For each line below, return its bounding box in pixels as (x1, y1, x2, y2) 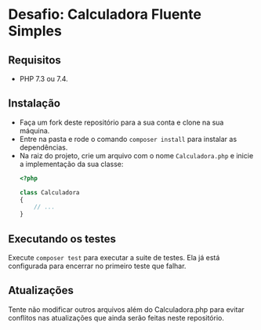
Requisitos (8, 53, 61, 67)
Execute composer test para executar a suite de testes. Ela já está (8, 253, 220, 262)
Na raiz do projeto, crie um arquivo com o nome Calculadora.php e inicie (19, 150, 254, 160)
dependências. (19, 143, 68, 152)
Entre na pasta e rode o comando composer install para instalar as (19, 134, 237, 143)
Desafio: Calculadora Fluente (8, 5, 202, 24)
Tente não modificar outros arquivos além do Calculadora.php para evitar (8, 304, 245, 314)
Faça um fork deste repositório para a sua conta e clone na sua (19, 118, 224, 127)
